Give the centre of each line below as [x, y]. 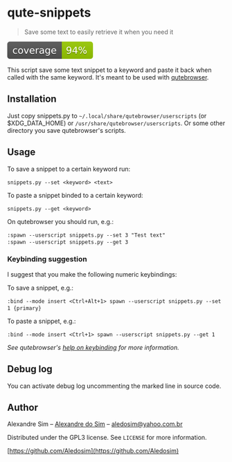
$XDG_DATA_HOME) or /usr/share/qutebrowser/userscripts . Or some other [116, 123]
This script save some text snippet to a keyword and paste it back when [110, 70]
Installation [32, 99]
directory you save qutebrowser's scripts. [66, 130]
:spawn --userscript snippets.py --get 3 [68, 242]
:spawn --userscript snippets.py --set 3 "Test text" [87, 235]
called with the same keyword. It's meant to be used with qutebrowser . [108, 77]
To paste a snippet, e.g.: [42, 321]
